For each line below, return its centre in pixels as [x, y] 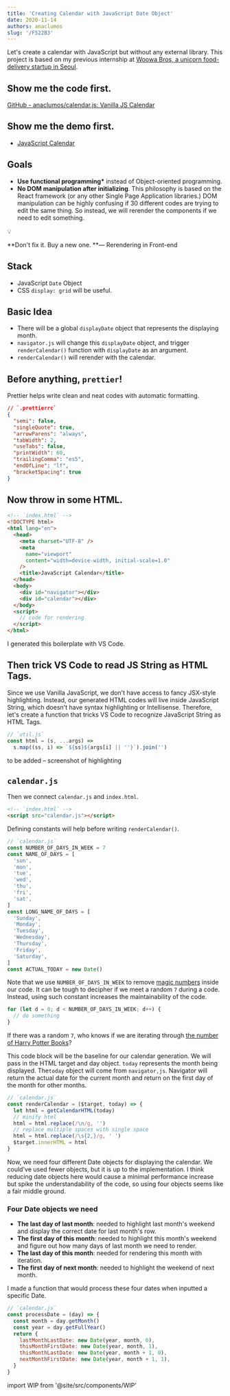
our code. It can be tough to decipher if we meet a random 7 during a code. [114, 989]
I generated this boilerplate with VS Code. [66, 644]
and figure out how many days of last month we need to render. [107, 1246]
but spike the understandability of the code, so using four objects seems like [115, 1184]
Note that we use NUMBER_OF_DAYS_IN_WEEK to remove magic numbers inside [113, 982]
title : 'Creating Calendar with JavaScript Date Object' [90, 13]
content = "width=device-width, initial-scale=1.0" [97, 561]
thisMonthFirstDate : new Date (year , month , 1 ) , [89, 1347]
